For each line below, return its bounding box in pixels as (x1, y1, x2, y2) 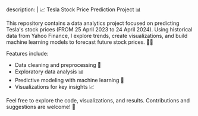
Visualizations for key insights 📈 (14, 83, 95, 90)
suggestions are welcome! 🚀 (6, 104, 76, 110)
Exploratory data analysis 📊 (14, 68, 84, 75)
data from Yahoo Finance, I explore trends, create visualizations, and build (6, 33, 188, 39)
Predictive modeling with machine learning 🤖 (14, 77, 125, 83)
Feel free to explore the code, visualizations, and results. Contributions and (6, 97, 190, 104)
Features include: (6, 50, 49, 57)
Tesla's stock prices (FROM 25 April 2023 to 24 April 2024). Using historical (6, 26, 193, 33)
